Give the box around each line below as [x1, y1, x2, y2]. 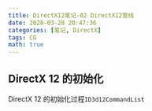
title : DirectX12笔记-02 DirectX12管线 [8, 11, 135, 20]
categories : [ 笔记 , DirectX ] [8, 26, 102, 34]
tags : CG [8, 33, 37, 42]
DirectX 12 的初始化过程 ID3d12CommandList [8, 94, 145, 103]
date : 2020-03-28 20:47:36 [8, 19, 97, 27]
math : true [8, 41, 44, 49]
